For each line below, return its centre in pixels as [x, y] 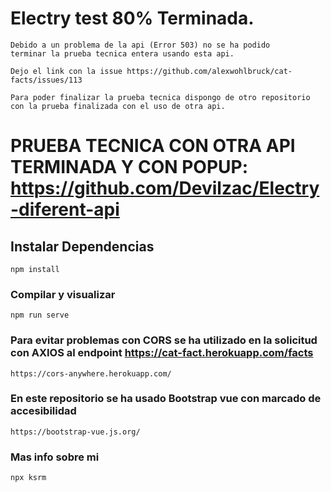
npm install [35, 269]
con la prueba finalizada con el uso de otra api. [118, 106]
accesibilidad [43, 411]
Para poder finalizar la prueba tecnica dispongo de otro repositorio [160, 97]
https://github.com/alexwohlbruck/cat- [209, 71]
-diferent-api [65, 209]
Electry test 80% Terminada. [132, 18]
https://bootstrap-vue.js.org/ [75, 432]
